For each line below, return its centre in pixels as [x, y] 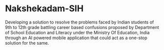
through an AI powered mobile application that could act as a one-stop [76, 38]
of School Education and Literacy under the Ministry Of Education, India [77, 32]
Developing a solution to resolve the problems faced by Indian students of [80, 22]
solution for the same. [27, 43]
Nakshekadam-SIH [44, 9]
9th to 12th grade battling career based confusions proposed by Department [82, 27]
